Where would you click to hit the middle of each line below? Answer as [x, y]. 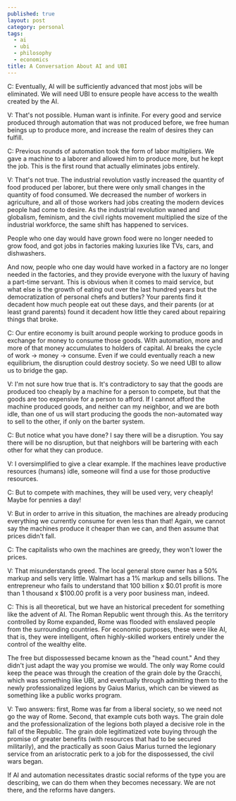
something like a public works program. [64, 695]
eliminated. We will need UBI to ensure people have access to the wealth [113, 94]
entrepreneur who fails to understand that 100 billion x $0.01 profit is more [115, 585]
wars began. [25, 761]
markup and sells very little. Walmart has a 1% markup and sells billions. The [118, 578]
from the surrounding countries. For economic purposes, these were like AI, [117, 629]
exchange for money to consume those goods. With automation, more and [115, 340]
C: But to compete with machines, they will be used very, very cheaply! [110, 492]
